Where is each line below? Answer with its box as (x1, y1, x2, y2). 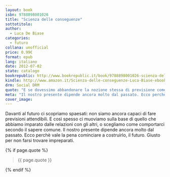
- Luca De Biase (10, 31, 44, 36)
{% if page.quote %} (5, 147, 49, 153)
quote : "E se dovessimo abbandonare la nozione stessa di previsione (5, 87, 155, 93)
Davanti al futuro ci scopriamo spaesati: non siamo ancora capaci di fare (5, 111, 156, 117)
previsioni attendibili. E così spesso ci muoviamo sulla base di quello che (5, 116, 156, 122)
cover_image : (5, 97, 33, 102)
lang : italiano (5, 59, 37, 64)
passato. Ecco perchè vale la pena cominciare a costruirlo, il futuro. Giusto (5, 132, 160, 138)
